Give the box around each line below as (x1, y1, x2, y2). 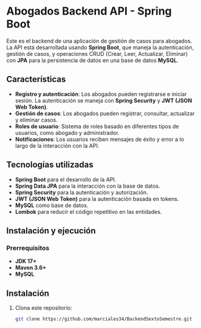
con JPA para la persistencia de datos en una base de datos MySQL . (6, 56, 179, 64)
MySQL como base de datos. (15, 202, 89, 209)
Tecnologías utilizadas (6, 160, 94, 170)
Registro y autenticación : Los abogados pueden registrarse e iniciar (15, 90, 187, 98)
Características (6, 74, 66, 84)
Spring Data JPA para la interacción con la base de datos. (15, 182, 161, 190)
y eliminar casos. (15, 116, 58, 123)
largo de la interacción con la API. (15, 142, 100, 149)
